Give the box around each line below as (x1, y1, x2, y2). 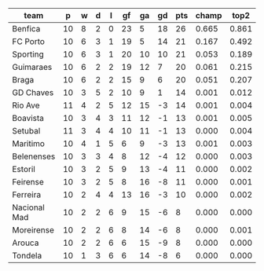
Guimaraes (12, 62, 53, 72)
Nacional (12, 202, 45, 213)
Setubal (12, 126, 41, 136)
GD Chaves (12, 87, 54, 97)
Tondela (12, 251, 42, 261)
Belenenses (12, 151, 56, 162)
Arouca (12, 237, 39, 248)
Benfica (12, 24, 41, 34)
